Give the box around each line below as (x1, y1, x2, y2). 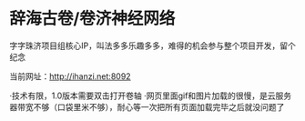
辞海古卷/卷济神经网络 (9, 8, 176, 29)
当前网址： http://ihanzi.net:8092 (9, 70, 131, 82)
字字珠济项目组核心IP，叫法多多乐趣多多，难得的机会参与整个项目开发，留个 (9, 40, 296, 51)
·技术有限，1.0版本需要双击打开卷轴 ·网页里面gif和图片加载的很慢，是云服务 (9, 90, 292, 101)
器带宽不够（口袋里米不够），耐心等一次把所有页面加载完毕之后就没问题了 (9, 101, 285, 112)
